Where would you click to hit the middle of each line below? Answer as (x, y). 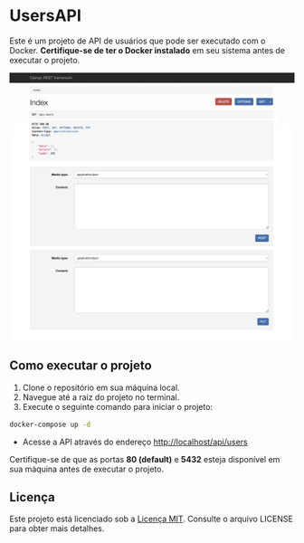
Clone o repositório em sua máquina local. (101, 387)
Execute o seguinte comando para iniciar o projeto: (118, 406)
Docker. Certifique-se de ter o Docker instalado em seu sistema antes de (147, 50)
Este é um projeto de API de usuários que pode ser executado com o (138, 41)
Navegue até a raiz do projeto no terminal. (101, 397)
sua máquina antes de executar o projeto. (87, 469)
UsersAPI (45, 16)
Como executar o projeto (81, 366)
